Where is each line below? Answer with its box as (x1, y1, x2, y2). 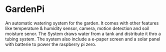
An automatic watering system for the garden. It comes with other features (5, 20, 159, 26)
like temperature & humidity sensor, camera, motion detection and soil (5, 25, 149, 31)
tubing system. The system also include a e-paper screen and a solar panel (5, 36, 160, 42)
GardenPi (5, 3, 45, 15)
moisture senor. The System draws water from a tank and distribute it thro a (5, 30, 161, 36)
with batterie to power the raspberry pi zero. (5, 41, 96, 47)
